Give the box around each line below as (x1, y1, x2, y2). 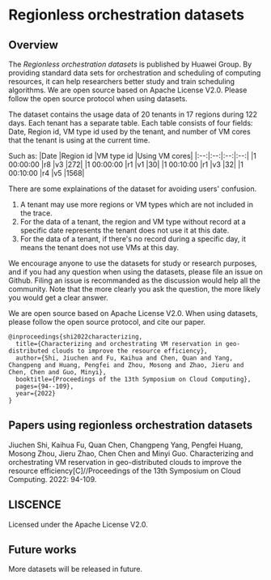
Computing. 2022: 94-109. (8, 474, 97, 484)
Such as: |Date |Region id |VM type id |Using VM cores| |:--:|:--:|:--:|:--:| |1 (8, 151, 256, 160)
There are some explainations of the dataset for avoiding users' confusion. (8, 184, 257, 194)
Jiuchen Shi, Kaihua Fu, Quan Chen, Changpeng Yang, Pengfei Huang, (8, 440, 243, 450)
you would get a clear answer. (8, 293, 109, 302)
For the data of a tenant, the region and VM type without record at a (19, 217, 247, 226)
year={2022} (15, 390, 57, 398)
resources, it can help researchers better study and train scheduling (8, 77, 235, 86)
